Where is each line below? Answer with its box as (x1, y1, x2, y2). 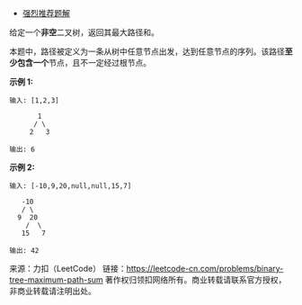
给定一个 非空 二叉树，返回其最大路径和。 (9, 27, 159, 38)
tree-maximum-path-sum (9, 274, 103, 285)
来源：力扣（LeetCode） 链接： (9, 264, 128, 274)
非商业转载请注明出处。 (9, 286, 96, 296)
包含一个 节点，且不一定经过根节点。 (16, 58, 151, 67)
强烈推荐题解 (22, 8, 70, 18)
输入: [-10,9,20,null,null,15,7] (9, 182, 132, 191)
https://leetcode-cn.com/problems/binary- (126, 264, 284, 274)
